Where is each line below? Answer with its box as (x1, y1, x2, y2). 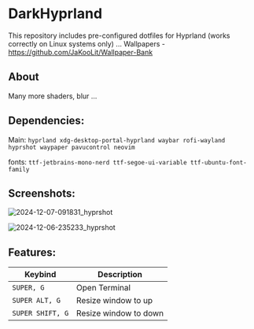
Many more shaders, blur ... (8, 91, 98, 101)
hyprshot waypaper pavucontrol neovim (8, 143, 135, 151)
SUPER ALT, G (12, 296, 61, 305)
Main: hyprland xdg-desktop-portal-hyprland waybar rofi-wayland (8, 135, 226, 144)
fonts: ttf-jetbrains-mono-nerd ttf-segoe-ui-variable (8, 157, 187, 166)
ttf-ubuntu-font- (190, 158, 248, 166)
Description (98, 269, 143, 280)
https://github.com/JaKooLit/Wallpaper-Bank (8, 47, 153, 57)
